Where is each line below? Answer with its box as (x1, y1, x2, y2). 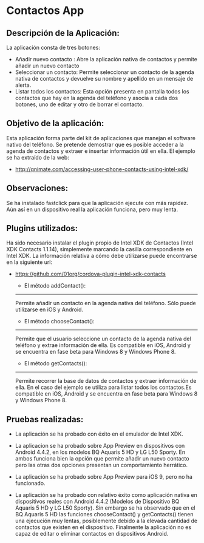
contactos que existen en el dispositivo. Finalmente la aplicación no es (15, 524, 192, 531)
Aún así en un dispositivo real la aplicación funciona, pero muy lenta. (6, 206, 178, 213)
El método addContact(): (24, 282, 86, 289)
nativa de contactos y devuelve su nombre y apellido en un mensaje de (15, 75, 193, 82)
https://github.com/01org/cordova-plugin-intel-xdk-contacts (15, 271, 166, 278)
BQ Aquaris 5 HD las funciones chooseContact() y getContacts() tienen (15, 511, 194, 518)
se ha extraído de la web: (6, 153, 70, 161)
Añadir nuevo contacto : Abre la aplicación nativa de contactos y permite (15, 56, 197, 62)
